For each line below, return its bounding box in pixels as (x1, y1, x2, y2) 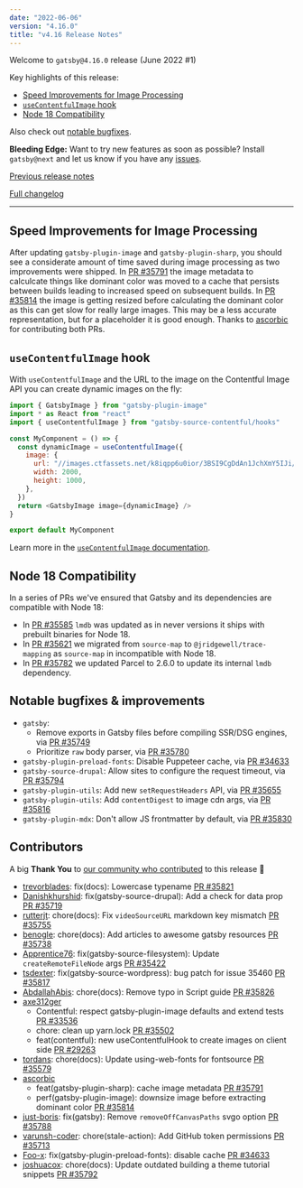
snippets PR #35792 (22, 1168, 98, 1179)
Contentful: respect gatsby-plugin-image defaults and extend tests (35, 1006, 284, 1016)
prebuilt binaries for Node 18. (22, 629, 131, 640)
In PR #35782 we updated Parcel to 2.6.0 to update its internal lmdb (22, 658, 272, 669)
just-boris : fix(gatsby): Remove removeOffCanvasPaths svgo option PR (22, 1111, 280, 1122)
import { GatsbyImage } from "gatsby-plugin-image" (9, 401, 207, 410)
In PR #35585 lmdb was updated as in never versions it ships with (22, 619, 265, 630)
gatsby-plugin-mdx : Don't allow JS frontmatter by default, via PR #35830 (22, 813, 293, 824)
